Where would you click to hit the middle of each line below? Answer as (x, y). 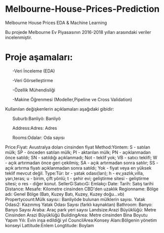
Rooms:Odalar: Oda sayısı (38, 137)
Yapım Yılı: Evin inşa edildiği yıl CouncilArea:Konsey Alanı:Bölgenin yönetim (81, 220)
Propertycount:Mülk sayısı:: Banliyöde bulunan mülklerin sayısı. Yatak (75, 199)
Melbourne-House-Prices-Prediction (82, 9)
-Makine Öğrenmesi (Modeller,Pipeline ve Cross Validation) (72, 99)
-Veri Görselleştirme (33, 80)
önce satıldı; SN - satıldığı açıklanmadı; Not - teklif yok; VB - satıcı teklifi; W (81, 157)
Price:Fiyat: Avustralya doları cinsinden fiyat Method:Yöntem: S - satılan (78, 147)
